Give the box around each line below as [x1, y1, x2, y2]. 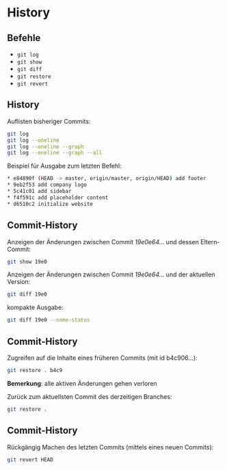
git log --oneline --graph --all [7, 149, 103, 157]
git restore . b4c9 [7, 367, 63, 374]
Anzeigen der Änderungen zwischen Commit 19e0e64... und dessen [7, 237, 200, 246]
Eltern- [200, 237, 220, 246]
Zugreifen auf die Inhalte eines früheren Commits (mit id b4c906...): [7, 354, 198, 362]
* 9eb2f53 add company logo [7, 181, 88, 189]
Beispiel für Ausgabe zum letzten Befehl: [7, 162, 122, 170]
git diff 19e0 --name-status [7, 317, 90, 324]
